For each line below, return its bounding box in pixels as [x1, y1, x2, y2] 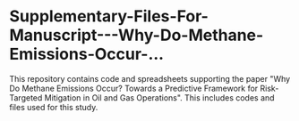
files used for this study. [9, 101, 98, 112]
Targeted [9, 92, 43, 103]
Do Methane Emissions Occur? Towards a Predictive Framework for [9, 83, 259, 93]
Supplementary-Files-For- [9, 6, 209, 27]
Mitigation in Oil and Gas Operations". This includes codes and [44, 92, 275, 103]
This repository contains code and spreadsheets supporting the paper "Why [9, 73, 291, 84]
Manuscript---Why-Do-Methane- [9, 25, 264, 45]
